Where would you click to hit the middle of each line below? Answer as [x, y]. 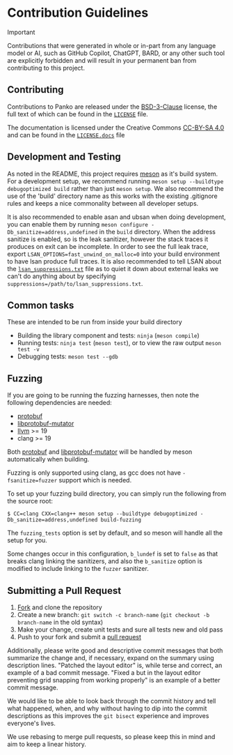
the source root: [30, 501]
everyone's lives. [31, 723]
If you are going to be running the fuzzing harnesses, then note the [103, 395]
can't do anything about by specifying [62, 276]
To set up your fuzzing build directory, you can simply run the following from [117, 494]
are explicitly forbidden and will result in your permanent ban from [102, 60]
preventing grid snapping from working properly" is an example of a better [114, 680]
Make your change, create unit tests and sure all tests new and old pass [120, 630]
